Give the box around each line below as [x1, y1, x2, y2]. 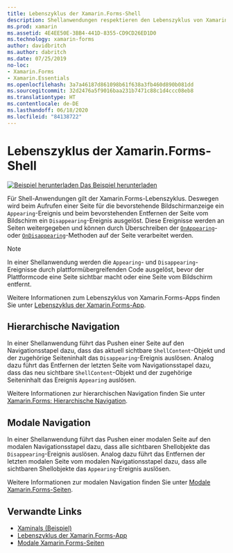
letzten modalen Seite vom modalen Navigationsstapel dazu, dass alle [7, 457, 207, 466]
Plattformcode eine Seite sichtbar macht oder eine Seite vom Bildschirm [7, 272, 213, 281]
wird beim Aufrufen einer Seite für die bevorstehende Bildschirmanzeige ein [7, 202, 224, 210]
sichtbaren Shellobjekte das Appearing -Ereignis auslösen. [7, 465, 171, 473]
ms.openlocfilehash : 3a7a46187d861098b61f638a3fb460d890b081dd [7, 81, 194, 88]
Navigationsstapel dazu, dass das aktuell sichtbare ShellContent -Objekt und [7, 346, 225, 355]
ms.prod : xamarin [7, 23, 58, 30]
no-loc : [7, 62, 30, 69]
